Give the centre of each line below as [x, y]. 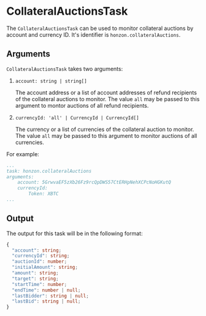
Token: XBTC [44, 194]
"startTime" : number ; [40, 284]
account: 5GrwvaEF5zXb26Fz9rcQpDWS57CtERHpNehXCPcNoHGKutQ [94, 182]
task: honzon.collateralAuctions [49, 171]
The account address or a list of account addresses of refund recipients [106, 92]
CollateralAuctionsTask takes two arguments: [65, 69]
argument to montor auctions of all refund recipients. [82, 105]
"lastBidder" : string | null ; [50, 296]
